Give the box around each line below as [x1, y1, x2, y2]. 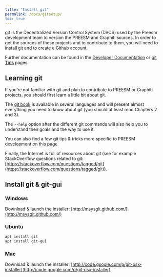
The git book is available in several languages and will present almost [5, 101, 144, 107]
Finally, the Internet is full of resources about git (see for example [5, 151, 137, 157]
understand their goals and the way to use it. [5, 126, 95, 132]
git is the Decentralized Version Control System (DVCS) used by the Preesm [5, 30, 158, 36]
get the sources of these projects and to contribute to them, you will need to [5, 40, 158, 46]
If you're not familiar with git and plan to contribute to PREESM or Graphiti [5, 87, 153, 93]
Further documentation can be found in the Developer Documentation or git [5, 55, 157, 60]
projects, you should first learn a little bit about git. [5, 92, 106, 98]
